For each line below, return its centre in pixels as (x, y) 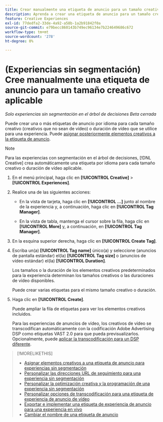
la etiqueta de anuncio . (28, 139)
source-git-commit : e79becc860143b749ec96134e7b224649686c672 (69, 28)
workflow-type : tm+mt (27, 32)
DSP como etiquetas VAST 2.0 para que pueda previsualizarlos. (76, 334)
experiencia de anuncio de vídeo (57, 399)
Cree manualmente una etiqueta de (77, 79)
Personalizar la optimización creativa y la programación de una (87, 383)
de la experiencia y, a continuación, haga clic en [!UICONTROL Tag (86, 207)
